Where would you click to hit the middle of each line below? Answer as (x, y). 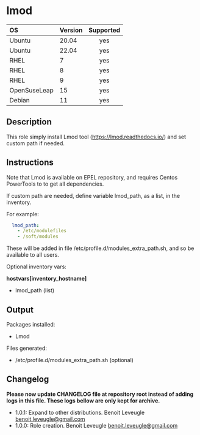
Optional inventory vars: (37, 267)
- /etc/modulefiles (42, 231)
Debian (20, 100)
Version (71, 30)
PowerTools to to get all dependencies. (55, 184)
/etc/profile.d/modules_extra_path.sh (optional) (74, 360)
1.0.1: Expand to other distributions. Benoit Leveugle (80, 412)
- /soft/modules (38, 236)
